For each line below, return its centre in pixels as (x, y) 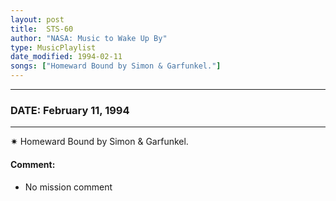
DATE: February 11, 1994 (70, 110)
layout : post (37, 19)
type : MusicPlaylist (53, 47)
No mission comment (68, 187)
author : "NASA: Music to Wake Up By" (89, 38)
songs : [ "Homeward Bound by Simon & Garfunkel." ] (116, 66)
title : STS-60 (42, 29)
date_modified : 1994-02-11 (66, 57)
